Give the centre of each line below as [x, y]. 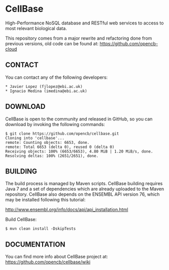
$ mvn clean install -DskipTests [41, 229]
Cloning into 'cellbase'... [35, 138]
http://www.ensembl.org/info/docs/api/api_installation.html [67, 209]
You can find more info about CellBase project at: [57, 257]
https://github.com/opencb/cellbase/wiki [48, 262]
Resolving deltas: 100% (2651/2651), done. [52, 156]
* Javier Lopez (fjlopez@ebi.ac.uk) [44, 86]
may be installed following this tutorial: [45, 200]
